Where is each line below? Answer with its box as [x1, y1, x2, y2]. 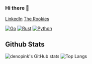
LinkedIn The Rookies [5, 16, 50, 22]
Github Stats [5, 40, 45, 48]
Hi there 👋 [5, 4, 30, 11]
